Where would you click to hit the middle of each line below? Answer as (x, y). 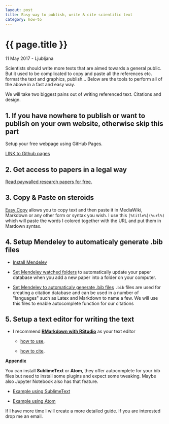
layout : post (19, 10)
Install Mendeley (30, 262)
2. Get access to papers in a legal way (66, 170)
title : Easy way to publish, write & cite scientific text (69, 15)
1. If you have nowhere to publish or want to (75, 115)
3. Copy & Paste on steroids (49, 198)
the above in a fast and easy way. (40, 85)
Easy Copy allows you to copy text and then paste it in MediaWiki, (74, 210)
